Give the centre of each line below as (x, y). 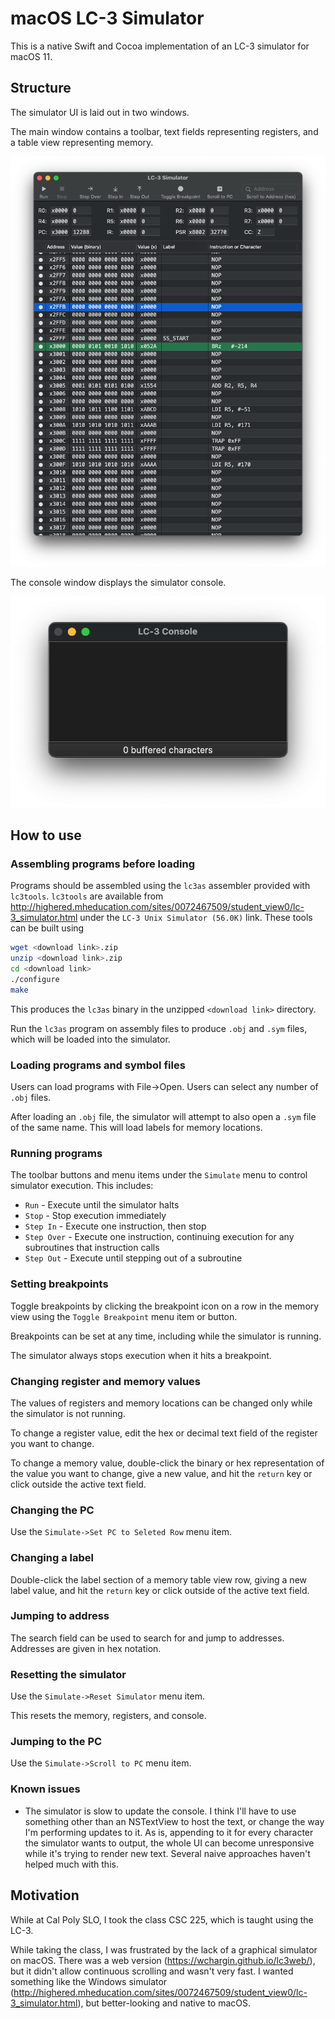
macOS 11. (31, 56)
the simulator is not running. (68, 1413)
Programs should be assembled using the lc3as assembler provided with (160, 886)
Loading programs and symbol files (98, 1065)
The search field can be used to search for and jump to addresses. (147, 1638)
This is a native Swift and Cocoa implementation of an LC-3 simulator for (160, 46)
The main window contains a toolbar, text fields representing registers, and (164, 131)
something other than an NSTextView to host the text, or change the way (174, 1821)
